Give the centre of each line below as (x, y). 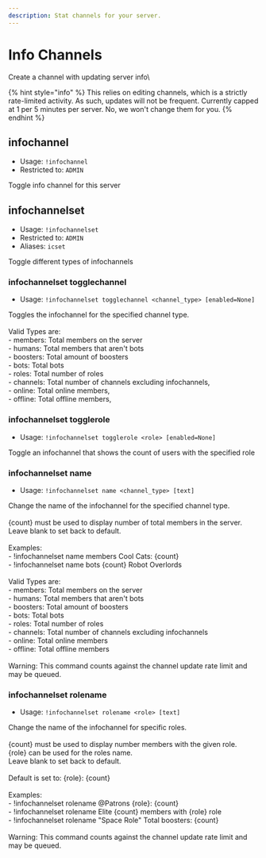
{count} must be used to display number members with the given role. (123, 744)
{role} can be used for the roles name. (71, 753)
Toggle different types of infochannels (71, 262)
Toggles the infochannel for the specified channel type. (99, 315)
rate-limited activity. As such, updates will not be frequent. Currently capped (133, 101)
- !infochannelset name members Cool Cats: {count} (94, 556)
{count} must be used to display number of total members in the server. (125, 523)
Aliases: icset (42, 246)
